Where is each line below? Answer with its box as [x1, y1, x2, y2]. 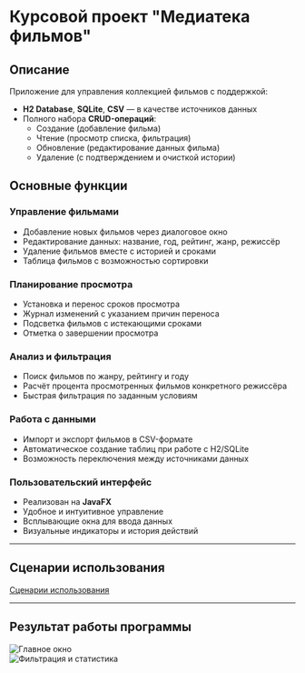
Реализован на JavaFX [22, 496, 112, 507]
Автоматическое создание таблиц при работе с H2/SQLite [22, 443, 250, 454]
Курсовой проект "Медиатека [9, 6, 251, 27]
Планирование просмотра [9, 277, 133, 290]
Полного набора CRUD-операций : [22, 114, 157, 124]
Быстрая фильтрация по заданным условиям [22, 390, 198, 401]
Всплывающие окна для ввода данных [22, 516, 173, 527]
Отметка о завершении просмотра [22, 327, 159, 338]
